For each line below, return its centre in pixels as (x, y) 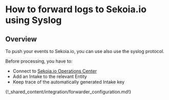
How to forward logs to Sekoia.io (76, 9)
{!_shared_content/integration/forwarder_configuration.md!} (68, 92)
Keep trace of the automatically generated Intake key (69, 82)
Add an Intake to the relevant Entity (50, 77)
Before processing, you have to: (39, 61)
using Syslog (34, 20)
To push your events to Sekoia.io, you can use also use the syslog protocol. (85, 51)
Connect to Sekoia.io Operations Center (55, 71)
